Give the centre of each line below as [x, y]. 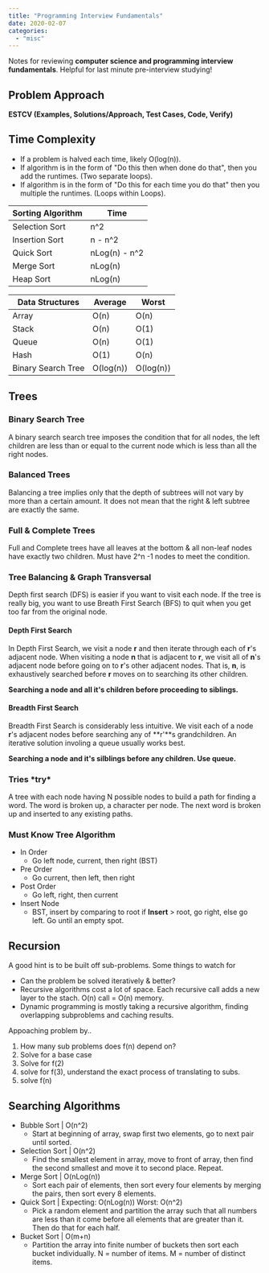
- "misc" [30, 38]
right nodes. [29, 454]
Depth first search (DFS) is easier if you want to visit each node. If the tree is [135, 595]
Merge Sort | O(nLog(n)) [60, 1176]
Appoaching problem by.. [50, 1031]
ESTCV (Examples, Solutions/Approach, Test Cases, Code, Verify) [121, 114]
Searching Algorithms [64, 1106]
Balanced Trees [39, 475]
